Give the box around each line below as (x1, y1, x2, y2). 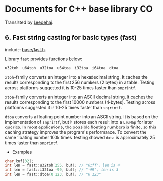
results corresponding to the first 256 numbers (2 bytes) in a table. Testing (5, 79, 155, 85)
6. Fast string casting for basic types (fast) (5, 34, 137, 42)
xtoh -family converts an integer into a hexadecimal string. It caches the (5, 74, 148, 80)
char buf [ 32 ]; (5, 158, 34, 163)
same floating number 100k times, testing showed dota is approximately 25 (5, 134, 155, 140)
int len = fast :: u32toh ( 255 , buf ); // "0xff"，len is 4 (5, 163, 120, 168)
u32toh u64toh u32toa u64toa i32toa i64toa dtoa (5, 65, 119, 70)
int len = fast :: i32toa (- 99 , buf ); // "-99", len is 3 (5, 167, 119, 172)
